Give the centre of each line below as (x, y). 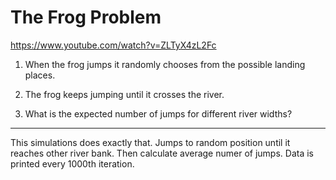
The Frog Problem (86, 17)
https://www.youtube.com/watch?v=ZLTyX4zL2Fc (113, 45)
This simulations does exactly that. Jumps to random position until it (150, 142)
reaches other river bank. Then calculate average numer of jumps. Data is (162, 153)
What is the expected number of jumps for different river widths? (158, 113)
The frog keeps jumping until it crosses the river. (124, 94)
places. (40, 75)
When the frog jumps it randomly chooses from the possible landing (165, 64)
